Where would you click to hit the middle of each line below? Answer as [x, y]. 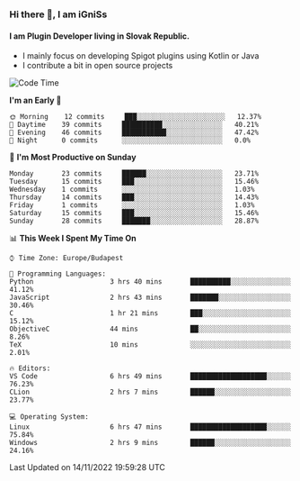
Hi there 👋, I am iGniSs [58, 14]
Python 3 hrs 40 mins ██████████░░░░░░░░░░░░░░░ [150, 282]
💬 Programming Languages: [57, 274]
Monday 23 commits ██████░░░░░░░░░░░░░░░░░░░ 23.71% [134, 174]
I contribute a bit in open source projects [97, 66]
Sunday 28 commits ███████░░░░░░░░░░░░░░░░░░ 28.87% [134, 221]
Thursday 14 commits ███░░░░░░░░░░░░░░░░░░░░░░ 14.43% [134, 197]
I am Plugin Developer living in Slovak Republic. [100, 36]
